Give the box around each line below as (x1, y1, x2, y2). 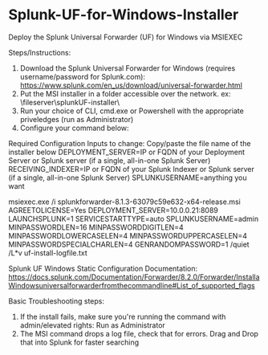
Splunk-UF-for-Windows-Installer (8, 6, 239, 24)
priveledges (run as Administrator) (19, 114, 134, 124)
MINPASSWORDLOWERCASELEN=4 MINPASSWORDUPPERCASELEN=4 (8, 231, 247, 240)
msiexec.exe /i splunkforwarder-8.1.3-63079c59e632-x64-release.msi (8, 197, 241, 206)
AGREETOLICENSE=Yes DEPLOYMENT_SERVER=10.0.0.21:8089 (8, 205, 218, 214)
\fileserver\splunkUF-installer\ (19, 97, 120, 107)
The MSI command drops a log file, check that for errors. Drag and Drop (19, 328, 259, 338)
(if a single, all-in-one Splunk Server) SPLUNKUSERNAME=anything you (8, 173, 247, 182)
